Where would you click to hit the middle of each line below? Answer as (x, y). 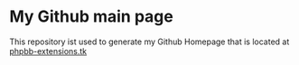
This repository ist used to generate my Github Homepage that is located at (149, 42)
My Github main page (91, 17)
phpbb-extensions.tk (48, 51)
